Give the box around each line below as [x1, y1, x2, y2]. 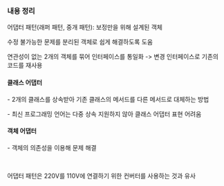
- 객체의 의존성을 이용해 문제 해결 [7, 143, 97, 151]
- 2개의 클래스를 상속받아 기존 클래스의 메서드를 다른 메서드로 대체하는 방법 [7, 95, 209, 103]
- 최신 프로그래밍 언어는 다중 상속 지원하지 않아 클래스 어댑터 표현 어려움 [7, 109, 202, 118]
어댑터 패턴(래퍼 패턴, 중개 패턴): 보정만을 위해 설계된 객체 [7, 23, 162, 32]
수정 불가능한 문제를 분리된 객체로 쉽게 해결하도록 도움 [7, 38, 153, 46]
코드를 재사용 [7, 61, 43, 70]
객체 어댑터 [7, 127, 37, 136]
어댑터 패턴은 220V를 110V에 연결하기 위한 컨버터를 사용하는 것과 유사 [7, 171, 196, 180]
